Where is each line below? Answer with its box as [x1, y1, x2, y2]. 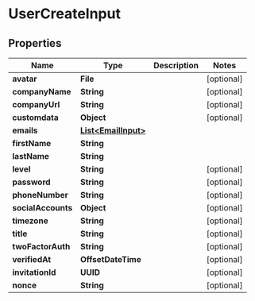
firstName [12, 138, 52, 149]
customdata [12, 112, 60, 123]
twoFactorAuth [12, 241, 71, 252]
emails [12, 125, 38, 136]
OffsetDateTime [80, 254, 141, 264]
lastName [12, 151, 50, 161]
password [12, 176, 51, 187]
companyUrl [12, 99, 60, 110]
